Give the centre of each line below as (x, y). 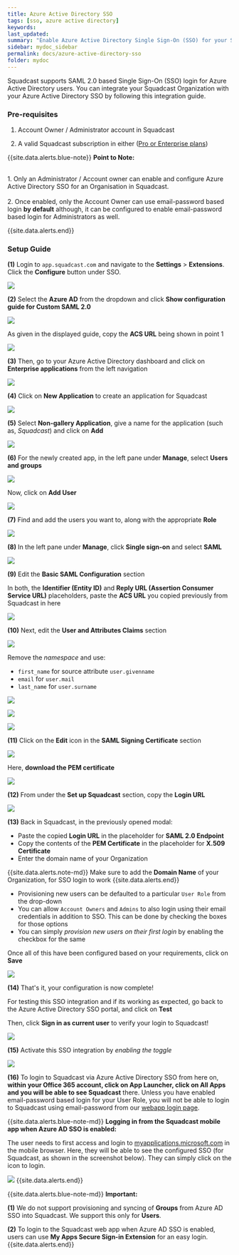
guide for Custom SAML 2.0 (49, 307)
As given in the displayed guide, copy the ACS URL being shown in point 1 (116, 334)
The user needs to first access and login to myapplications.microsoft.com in (118, 1143)
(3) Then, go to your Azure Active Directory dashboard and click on (106, 362)
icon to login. (26, 1166)
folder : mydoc (28, 61)
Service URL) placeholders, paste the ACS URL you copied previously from (118, 595)
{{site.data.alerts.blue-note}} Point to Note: (71, 158)
